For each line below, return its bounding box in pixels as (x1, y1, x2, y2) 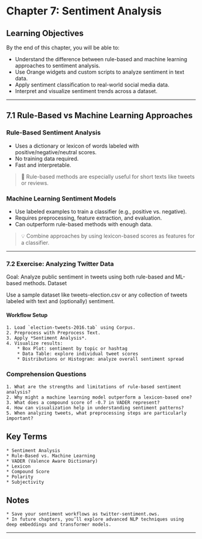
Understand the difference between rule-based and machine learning (14, 56, 188, 62)
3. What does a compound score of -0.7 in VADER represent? (6, 399, 161, 406)
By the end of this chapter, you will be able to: (6, 44, 120, 51)
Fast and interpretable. (14, 161, 72, 169)
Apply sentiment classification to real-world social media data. (14, 81, 170, 88)
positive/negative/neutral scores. (14, 148, 97, 155)
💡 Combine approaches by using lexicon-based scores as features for (20, 232, 195, 239)
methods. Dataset (23, 280, 67, 287)
